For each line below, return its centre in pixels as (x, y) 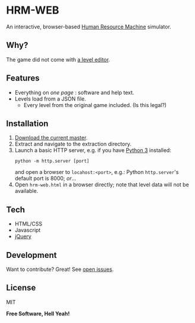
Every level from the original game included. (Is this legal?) (95, 105)
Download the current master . (51, 138)
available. (26, 191)
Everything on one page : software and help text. (74, 92)
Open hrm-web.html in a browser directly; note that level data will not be (102, 185)
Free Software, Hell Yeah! (38, 314)
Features (23, 78)
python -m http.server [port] (52, 161)
